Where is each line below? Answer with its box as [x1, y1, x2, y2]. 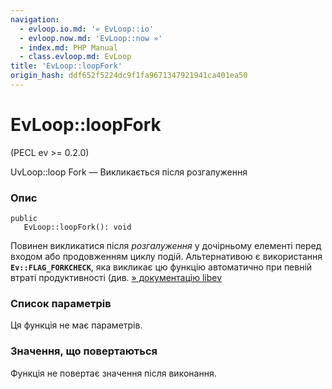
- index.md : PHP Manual [19, 42, 118, 53]
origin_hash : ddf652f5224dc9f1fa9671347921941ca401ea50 [10, 71, 248, 81]
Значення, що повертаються [10, 344, 158, 358]
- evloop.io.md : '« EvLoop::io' [19, 24, 155, 34]
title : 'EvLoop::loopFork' [10, 61, 123, 71]
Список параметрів [10, 297, 112, 311]
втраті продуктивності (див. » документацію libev [10, 272, 223, 284]
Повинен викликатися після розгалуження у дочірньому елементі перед [10, 240, 322, 252]
